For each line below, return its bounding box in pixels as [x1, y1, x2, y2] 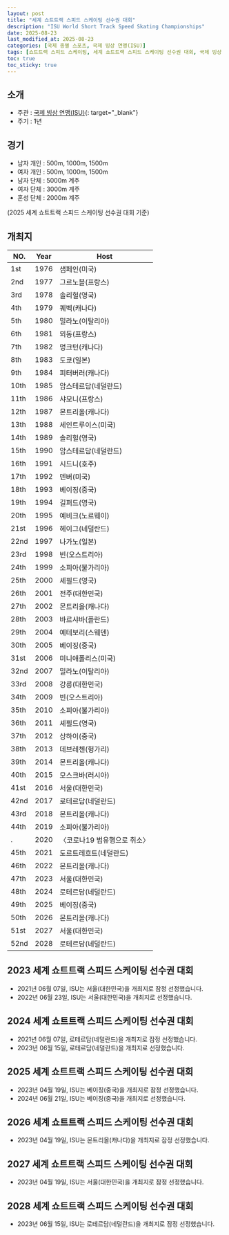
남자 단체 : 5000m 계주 [17, 176, 80, 185]
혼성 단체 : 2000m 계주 [17, 194, 81, 202]
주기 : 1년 [17, 117, 43, 125]
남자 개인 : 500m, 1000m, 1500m [17, 159, 108, 167]
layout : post [7, 10, 45, 17]
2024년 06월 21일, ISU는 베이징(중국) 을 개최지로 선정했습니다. [17, 1094, 186, 1102]
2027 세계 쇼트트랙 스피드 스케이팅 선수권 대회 [7, 1158, 193, 1170]
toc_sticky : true [7, 62, 57, 68]
